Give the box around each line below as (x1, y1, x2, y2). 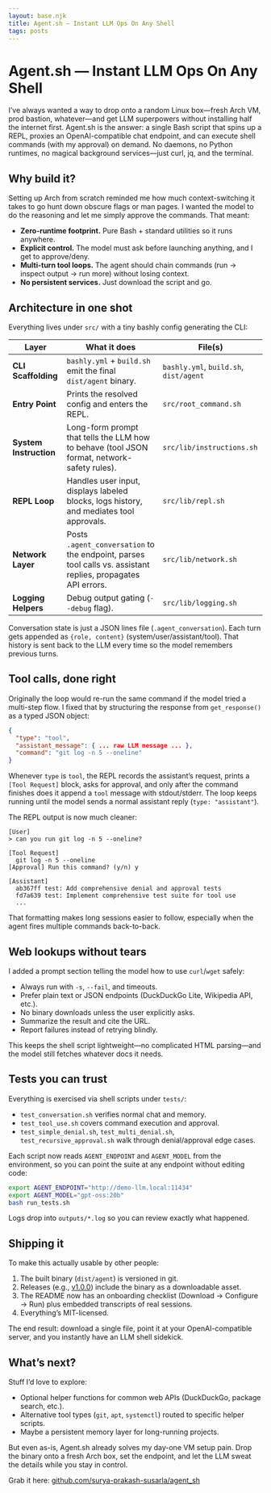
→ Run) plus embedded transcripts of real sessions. (19, 1299, 193, 1309)
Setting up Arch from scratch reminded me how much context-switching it (8, 193, 256, 203)
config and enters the (66, 398, 148, 409)
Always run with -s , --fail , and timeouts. (19, 982, 158, 992)
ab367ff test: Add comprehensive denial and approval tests (15, 885, 222, 893)
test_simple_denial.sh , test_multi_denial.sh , (19, 1126, 175, 1136)
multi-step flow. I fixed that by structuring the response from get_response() (8, 702, 262, 711)
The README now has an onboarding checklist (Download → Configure (19, 1291, 259, 1301)
